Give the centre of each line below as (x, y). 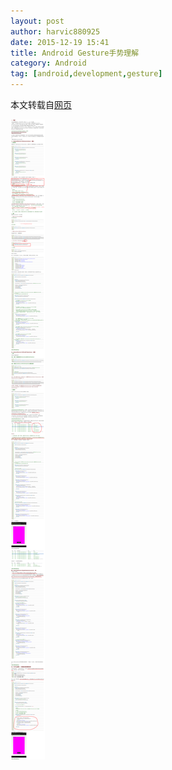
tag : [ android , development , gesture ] (86, 74)
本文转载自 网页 (41, 104)
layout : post (37, 21)
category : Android (48, 63)
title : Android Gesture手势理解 (75, 53)
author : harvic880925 (55, 31)
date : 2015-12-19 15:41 (60, 42)
